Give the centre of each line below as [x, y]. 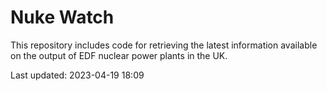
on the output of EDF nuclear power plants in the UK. [119, 55]
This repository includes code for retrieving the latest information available [164, 45]
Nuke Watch [62, 17]
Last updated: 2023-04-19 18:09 [77, 75]
